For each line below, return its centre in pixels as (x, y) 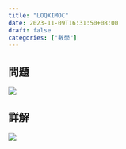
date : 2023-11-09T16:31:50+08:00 (63, 23)
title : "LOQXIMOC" (38, 15)
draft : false (30, 30)
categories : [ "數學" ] (43, 38)
